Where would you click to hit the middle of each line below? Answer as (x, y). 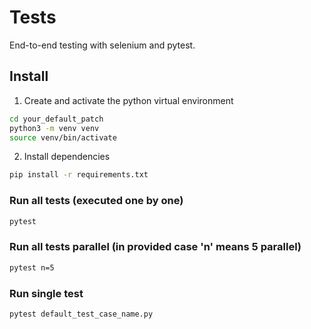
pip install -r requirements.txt (79, 175)
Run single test (46, 293)
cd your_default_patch (56, 119)
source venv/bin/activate (63, 137)
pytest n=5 (32, 267)
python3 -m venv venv (54, 128)
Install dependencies (67, 157)
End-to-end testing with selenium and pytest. (102, 45)
